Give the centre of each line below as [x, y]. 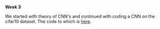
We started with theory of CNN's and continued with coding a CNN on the [80, 16]
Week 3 [13, 7]
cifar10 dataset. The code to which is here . [48, 22]
